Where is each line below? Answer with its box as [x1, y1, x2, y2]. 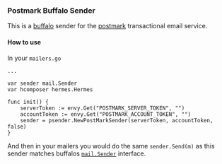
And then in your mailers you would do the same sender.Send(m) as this [7, 141, 215, 150]
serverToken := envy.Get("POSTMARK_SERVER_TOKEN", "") [20, 105, 185, 112]
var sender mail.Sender [7, 80, 78, 87]
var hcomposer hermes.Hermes [7, 86, 93, 93]
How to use [7, 37, 41, 46]
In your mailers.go [7, 54, 62, 62]
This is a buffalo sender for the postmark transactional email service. [7, 22, 208, 30]
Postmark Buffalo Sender [7, 6, 95, 16]
